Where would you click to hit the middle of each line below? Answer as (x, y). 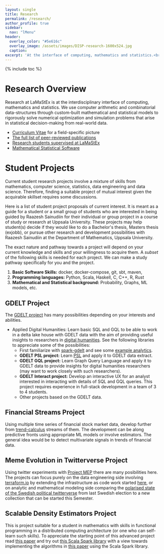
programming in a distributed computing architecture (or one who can (75, 531)
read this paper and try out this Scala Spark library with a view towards (76, 541)
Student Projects (40, 168)
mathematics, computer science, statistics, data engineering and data (75, 187)
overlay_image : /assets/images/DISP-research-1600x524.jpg (71, 46)
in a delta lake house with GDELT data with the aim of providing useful (82, 335)
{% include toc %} (24, 69)
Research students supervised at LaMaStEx (56, 143)
